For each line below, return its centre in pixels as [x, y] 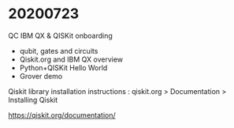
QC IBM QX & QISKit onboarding [60, 36]
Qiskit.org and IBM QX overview [71, 59]
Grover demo [41, 76]
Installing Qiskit [33, 100]
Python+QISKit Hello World [63, 67]
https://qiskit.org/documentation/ [62, 115]
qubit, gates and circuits [59, 51]
